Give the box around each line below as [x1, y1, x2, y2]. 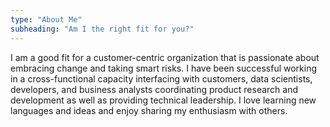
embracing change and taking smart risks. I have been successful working [10, 62, 318, 74]
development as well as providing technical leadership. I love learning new [10, 94, 317, 106]
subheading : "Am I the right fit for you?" [10, 24, 195, 34]
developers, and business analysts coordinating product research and [10, 83, 299, 95]
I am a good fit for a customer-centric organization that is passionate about [10, 51, 320, 63]
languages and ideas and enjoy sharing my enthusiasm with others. [10, 104, 288, 116]
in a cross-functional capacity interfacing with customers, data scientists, [10, 72, 313, 85]
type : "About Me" [10, 14, 83, 25]
